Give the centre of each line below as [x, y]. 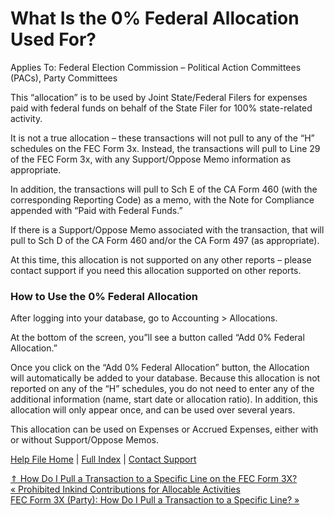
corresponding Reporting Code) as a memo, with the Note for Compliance [162, 199]
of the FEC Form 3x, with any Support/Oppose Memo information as [151, 159]
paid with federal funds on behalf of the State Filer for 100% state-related [161, 108]
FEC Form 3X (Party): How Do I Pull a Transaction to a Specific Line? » [155, 500]
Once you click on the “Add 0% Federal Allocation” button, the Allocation [160, 368]
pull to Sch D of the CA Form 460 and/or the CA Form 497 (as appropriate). [165, 240]
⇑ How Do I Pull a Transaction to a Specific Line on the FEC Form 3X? [154, 479]
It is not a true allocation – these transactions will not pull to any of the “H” [162, 138]
